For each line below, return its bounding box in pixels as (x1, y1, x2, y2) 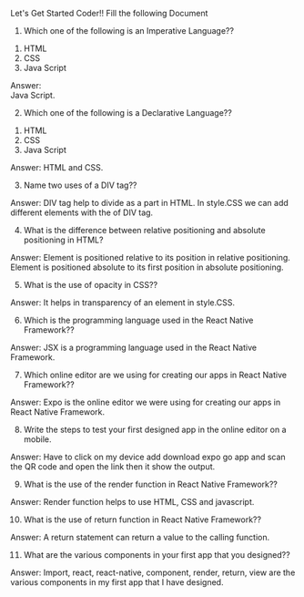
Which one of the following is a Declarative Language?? (23, 108, 233, 118)
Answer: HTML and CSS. (10, 162, 104, 172)
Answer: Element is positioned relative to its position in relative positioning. (10, 252, 290, 262)
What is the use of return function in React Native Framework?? (23, 514, 262, 525)
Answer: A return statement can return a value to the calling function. (10, 532, 270, 542)
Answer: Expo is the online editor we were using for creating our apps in (10, 396, 281, 407)
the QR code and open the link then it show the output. (10, 461, 216, 472)
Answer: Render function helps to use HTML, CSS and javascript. (10, 497, 255, 507)
